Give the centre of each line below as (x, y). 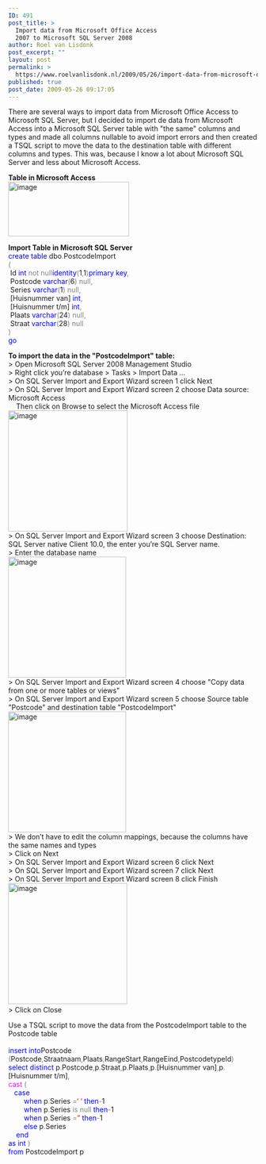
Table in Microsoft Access (52, 178)
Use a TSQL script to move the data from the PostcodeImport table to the (127, 1025)
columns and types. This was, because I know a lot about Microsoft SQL (126, 154)
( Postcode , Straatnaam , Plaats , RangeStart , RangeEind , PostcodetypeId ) (121, 1059)
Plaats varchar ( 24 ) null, (48, 315)
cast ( (18, 1085)
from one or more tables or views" (64, 690)
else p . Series (45, 1127)
